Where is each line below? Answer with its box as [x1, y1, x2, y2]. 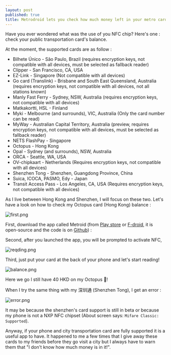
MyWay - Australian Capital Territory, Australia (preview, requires [12, 121, 149, 128]
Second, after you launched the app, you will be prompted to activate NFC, [5, 237, 162, 243]
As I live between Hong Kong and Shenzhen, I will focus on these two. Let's [5, 196, 164, 202]
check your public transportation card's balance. [5, 36, 108, 42]
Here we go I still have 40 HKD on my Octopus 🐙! [5, 276, 108, 282]
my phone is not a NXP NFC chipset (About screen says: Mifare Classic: [5, 313, 159, 319]
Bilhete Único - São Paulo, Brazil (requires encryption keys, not [12, 56, 145, 62]
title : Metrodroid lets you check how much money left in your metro [5, 17, 156, 22]
